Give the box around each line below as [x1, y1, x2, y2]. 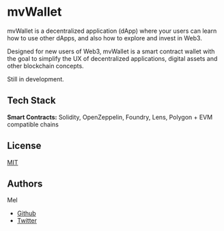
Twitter [16, 217, 38, 225]
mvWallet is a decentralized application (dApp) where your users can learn [7, 27, 217, 35]
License [7, 140, 42, 152]
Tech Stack [7, 95, 56, 107]
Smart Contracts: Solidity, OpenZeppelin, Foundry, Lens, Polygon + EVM [7, 113, 213, 121]
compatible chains [7, 120, 59, 128]
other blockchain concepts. [7, 62, 84, 70]
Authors [7, 178, 43, 189]
